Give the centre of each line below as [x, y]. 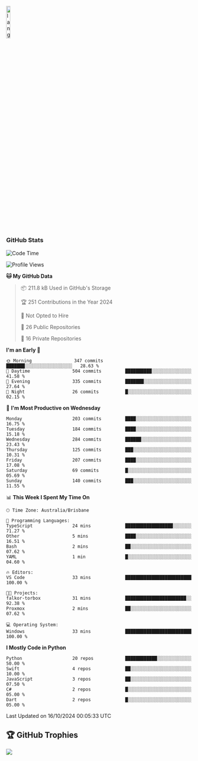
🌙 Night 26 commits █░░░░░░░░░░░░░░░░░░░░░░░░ [99, 392]
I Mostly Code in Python [36, 648]
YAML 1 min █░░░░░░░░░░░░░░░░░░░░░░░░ [99, 557]
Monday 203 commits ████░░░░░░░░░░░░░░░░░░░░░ [99, 419]
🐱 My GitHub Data [30, 276]
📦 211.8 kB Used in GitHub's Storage [66, 288]
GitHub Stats [25, 240]
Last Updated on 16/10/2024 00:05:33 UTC [59, 716]
